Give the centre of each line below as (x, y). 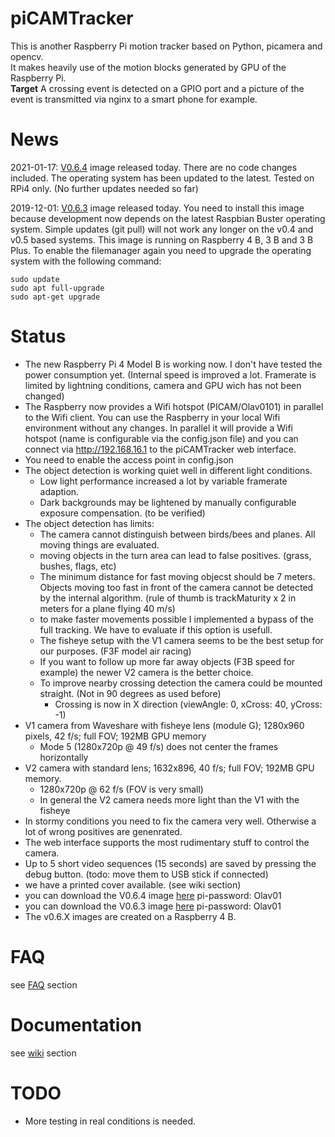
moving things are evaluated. (99, 544)
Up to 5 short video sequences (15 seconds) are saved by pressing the (170, 863)
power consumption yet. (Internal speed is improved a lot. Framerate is (170, 374)
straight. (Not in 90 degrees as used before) (130, 693)
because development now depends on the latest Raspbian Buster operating (168, 218)
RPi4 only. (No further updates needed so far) (104, 188)
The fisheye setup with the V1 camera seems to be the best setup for (181, 640)
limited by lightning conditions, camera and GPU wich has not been (163, 385)
